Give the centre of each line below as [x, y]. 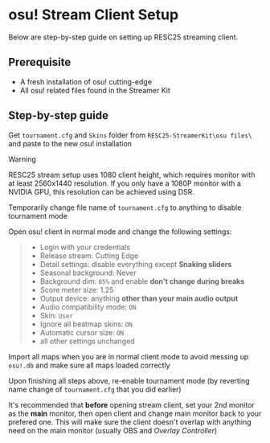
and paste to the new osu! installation [70, 143]
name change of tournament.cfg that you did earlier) [95, 389]
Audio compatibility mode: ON [88, 306]
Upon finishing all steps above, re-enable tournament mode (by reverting [129, 380]
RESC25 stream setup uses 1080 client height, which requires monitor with [132, 174]
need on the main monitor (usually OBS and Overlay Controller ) [113, 430]
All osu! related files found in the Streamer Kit [95, 90]
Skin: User [57, 315]
